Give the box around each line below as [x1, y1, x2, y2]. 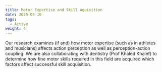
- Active [10, 21, 28, 27]
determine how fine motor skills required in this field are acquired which [5, 56, 155, 62]
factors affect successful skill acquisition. [5, 61, 92, 67]
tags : [5, 17, 17, 22]
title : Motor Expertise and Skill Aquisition [5, 7, 102, 13]
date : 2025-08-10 [5, 12, 42, 17]
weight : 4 [5, 26, 26, 31]
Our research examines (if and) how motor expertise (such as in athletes [5, 40, 156, 46]
